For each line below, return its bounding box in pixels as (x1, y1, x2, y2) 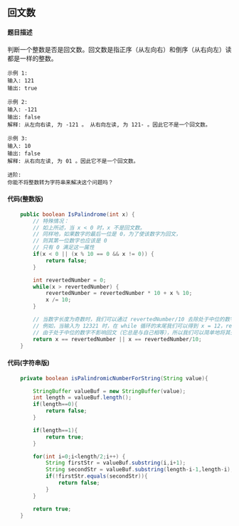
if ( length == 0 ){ (33, 401, 78, 408)
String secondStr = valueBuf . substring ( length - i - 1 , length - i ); (45, 466, 234, 473)
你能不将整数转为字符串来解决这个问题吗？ (7, 178, 114, 186)
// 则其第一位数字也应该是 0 (33, 237, 107, 245)
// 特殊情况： (33, 218, 70, 225)
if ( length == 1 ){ (33, 426, 78, 434)
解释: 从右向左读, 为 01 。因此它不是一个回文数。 (7, 157, 139, 165)
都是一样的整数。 (7, 54, 58, 63)
